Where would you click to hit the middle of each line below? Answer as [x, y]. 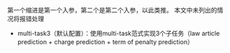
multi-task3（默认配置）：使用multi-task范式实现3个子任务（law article [118, 33]
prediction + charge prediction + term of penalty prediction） [105, 42]
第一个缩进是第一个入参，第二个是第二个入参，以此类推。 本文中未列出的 [112, 10]
